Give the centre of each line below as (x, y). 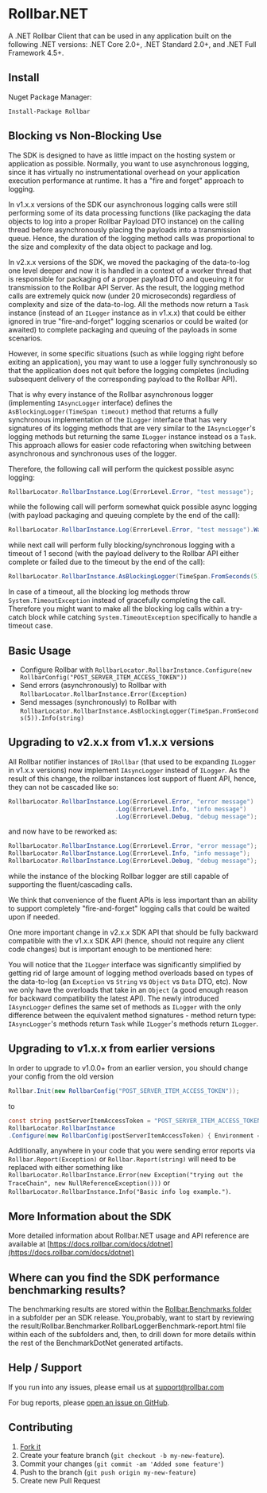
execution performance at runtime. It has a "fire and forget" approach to (126, 181)
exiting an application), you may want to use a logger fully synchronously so (133, 362)
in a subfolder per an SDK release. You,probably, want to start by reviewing (131, 1318)
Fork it (30, 1446)
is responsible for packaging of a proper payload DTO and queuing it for (126, 278)
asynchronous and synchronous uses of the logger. (93, 453)
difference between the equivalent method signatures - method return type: (132, 1016)
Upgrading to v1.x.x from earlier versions (112, 1049)
